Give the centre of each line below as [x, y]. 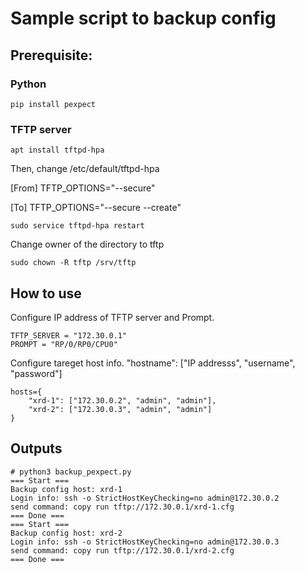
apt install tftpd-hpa [57, 150]
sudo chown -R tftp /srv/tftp [73, 263]
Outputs [36, 448]
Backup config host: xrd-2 [66, 533]
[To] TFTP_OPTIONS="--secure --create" [96, 208]
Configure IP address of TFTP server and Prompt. [112, 317]
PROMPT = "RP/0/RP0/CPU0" [64, 344]
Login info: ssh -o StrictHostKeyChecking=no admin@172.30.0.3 [145, 542]
